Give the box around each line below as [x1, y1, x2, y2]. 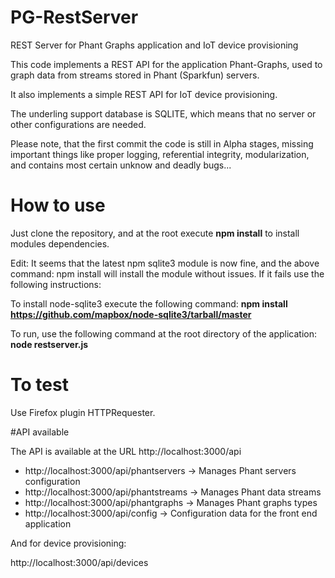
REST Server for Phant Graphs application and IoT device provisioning [10, 39, 299, 51]
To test [10, 374, 69, 396]
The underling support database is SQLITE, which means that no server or [10, 107, 317, 120]
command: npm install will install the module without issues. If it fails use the [10, 267, 325, 280]
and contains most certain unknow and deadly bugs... [10, 159, 232, 171]
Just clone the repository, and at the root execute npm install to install [10, 227, 300, 239]
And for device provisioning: [10, 537, 127, 549]
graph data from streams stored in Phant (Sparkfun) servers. [10, 69, 260, 81]
